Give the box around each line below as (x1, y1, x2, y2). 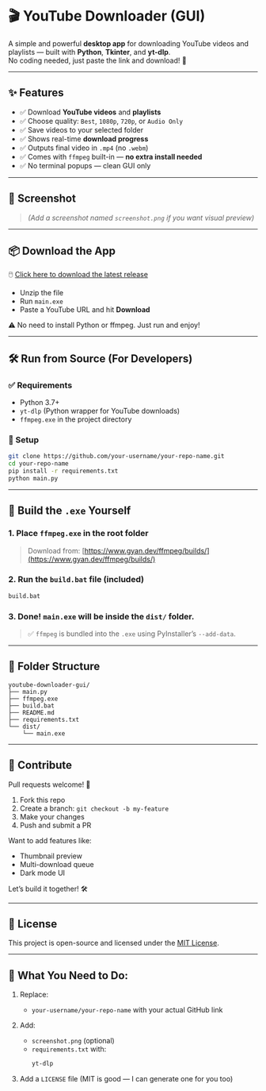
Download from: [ (27, 545, 85, 555)
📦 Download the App (8, 244, 116, 257)
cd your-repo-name (8, 460, 69, 468)
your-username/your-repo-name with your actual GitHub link (31, 1005, 223, 1015)
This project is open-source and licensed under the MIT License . (8, 939, 219, 948)
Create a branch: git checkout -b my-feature (19, 804, 169, 813)
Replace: (19, 990, 49, 1000)
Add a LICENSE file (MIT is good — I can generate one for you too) (19, 1074, 234, 1084)
